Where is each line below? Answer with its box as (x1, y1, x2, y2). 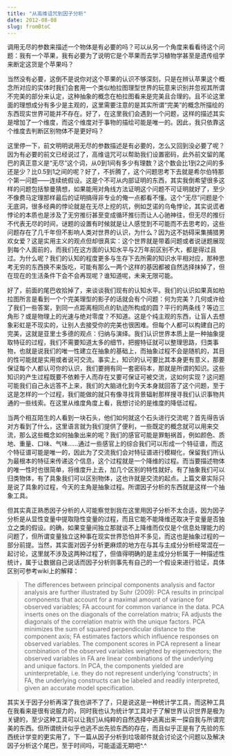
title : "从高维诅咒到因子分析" (7, 10, 87, 17)
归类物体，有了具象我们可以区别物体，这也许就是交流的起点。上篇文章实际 (7, 474, 219, 482)
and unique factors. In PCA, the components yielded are (23, 662, 184, 670)
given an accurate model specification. (23, 684, 135, 692)
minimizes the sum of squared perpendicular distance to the (23, 625, 195, 633)
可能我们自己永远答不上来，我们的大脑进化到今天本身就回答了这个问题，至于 (7, 382, 225, 390)
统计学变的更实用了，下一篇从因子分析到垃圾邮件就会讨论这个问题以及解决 (12, 732, 225, 741)
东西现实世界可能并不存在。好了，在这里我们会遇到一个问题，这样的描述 (7, 109, 213, 118)
